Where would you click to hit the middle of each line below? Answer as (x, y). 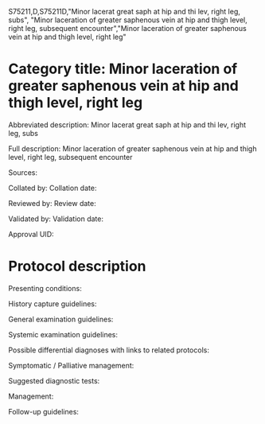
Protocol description (77, 266)
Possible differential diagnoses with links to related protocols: (109, 350)
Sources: (23, 172)
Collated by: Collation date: (53, 188)
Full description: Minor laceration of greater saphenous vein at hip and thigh (132, 148)
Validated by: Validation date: (56, 219)
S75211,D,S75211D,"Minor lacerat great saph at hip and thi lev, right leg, (125, 12)
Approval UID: (31, 234)
